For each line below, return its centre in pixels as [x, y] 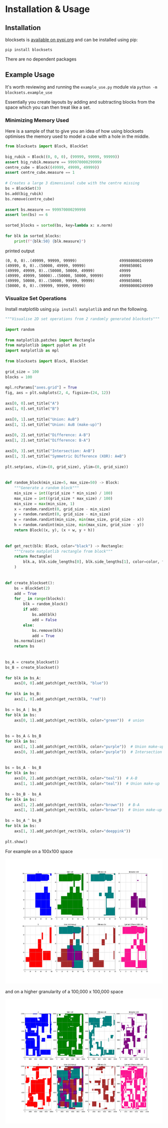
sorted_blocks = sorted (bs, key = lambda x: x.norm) [59, 226]
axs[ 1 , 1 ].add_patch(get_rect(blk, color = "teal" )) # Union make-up [87, 784]
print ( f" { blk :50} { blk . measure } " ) [50, 241]
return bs [24, 646]
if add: [31, 609]
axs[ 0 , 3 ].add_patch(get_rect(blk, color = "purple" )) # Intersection [88, 752]
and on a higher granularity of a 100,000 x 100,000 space [64, 991]
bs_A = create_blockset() [32, 662]
